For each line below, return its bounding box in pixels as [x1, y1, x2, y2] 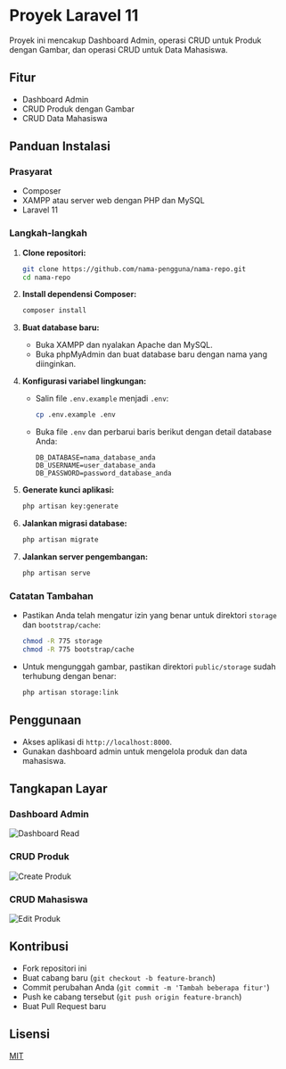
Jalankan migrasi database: [21, 518, 127, 529]
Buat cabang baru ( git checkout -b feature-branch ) [21, 972, 217, 982]
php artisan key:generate [21, 501, 118, 511]
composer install [21, 306, 87, 315]
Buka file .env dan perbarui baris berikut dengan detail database [35, 427, 272, 437]
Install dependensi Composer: [21, 289, 137, 300]
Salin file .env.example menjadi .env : [35, 394, 169, 404]
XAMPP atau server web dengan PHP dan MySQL [21, 195, 205, 206]
